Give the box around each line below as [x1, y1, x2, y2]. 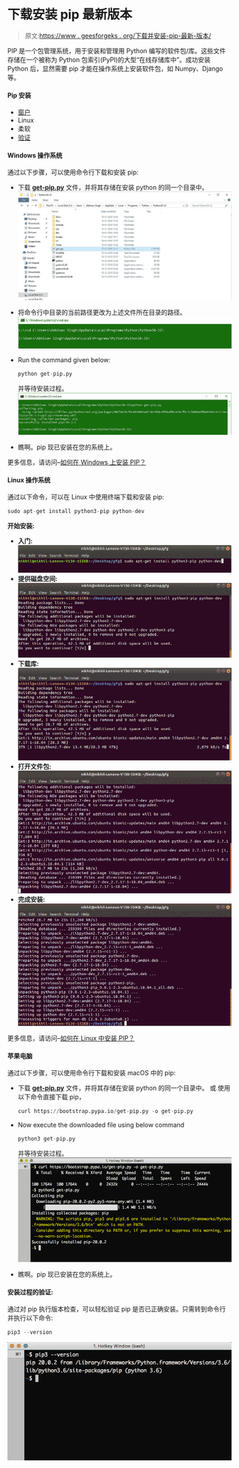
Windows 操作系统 [7, 151, 63, 159]
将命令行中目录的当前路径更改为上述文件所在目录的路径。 [17, 307, 186, 317]
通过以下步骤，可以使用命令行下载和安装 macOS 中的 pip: [7, 1069, 176, 1077]
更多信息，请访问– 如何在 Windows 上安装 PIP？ [7, 458, 147, 467]
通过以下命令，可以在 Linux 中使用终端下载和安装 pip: [7, 492, 164, 502]
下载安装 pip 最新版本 [7, 6, 133, 23]
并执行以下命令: [7, 1314, 53, 1322]
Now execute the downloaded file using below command [17, 1121, 185, 1129]
